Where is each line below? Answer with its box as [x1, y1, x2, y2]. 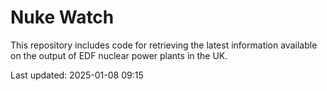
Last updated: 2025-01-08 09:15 [10, 69, 144, 81]
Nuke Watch [10, 6, 115, 29]
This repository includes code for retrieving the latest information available [10, 39, 318, 51]
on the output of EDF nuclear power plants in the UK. [10, 49, 228, 61]
